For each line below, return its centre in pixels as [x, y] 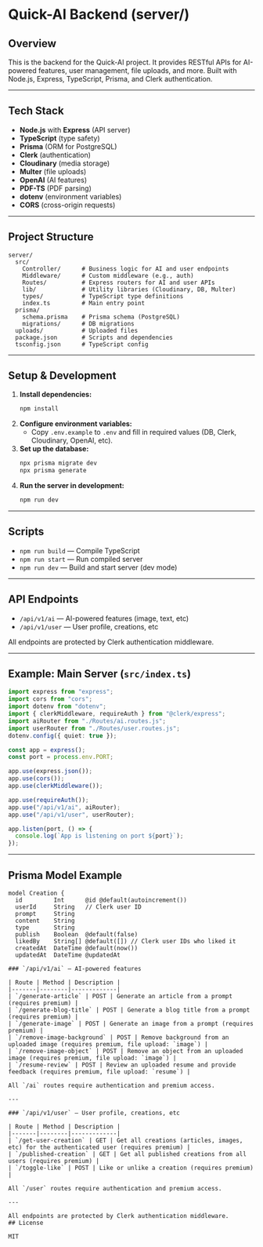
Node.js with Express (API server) [75, 129]
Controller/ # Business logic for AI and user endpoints [126, 268]
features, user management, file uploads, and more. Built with [137, 71]
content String [45, 921]
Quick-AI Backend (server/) [99, 15]
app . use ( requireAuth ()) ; [49, 800]
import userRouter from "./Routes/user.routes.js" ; [94, 728]
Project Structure [51, 237]
